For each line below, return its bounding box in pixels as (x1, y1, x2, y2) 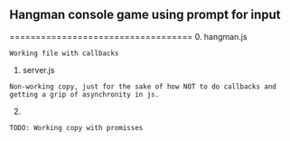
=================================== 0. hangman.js (9, 31, 248, 42)
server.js (22, 64, 55, 75)
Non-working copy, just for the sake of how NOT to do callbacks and (9, 81, 277, 91)
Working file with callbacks (9, 49, 119, 58)
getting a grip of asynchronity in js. (9, 89, 160, 99)
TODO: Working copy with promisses (9, 123, 144, 132)
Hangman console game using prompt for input (9, 7, 281, 23)
